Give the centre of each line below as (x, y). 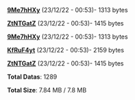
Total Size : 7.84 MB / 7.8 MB (47, 90)
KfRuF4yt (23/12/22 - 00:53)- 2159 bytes (66, 50)
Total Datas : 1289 (32, 77)
